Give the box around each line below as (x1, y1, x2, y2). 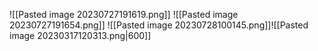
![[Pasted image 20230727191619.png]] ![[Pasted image (9, 9, 239, 20)
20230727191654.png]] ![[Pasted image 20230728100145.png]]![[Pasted (9, 19, 309, 31)
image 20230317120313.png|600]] (9, 30, 152, 41)
